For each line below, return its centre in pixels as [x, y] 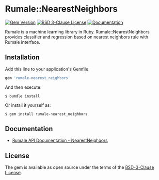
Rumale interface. [23, 42]
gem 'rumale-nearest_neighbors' [38, 78]
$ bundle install [23, 96]
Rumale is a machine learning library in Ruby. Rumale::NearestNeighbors [77, 32]
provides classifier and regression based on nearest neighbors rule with [77, 37]
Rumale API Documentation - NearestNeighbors [60, 140]
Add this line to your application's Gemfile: [47, 69]
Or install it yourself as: [28, 105]
